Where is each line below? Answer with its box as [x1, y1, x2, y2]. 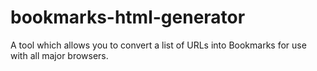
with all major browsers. [10, 49, 109, 61]
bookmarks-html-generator [10, 6, 246, 29]
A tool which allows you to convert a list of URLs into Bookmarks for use [10, 39, 307, 51]
